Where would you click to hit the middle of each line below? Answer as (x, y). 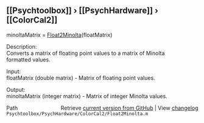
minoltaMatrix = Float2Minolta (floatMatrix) (59, 35)
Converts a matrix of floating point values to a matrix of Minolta (86, 53)
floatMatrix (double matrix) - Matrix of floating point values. (81, 78)
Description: (22, 46)
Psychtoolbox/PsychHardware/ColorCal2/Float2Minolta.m (77, 114)
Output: (16, 90)
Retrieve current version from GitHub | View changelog (129, 108)
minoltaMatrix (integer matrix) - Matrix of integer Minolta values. (87, 96)
